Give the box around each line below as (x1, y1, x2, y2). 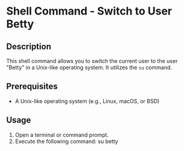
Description (6, 41, 51, 52)
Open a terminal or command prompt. (14, 131, 109, 138)
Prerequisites (6, 81, 58, 92)
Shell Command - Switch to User (6, 4, 173, 18)
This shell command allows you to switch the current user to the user (6, 58, 178, 64)
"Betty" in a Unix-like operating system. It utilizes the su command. (6, 64, 173, 71)
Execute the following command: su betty (14, 138, 119, 145)
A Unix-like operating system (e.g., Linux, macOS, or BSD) (14, 97, 160, 104)
